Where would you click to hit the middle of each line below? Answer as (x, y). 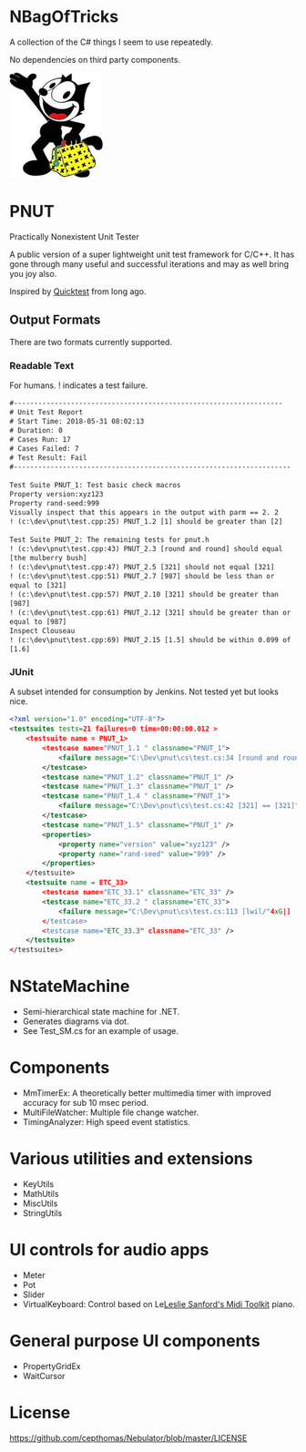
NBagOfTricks (64, 17)
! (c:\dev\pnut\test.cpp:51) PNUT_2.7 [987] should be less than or (142, 576)
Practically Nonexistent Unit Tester (74, 236)
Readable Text (42, 365)
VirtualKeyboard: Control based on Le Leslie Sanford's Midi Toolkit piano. (159, 1304)
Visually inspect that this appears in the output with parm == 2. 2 (144, 512)
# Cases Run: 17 (40, 439)
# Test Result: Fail (49, 457)
